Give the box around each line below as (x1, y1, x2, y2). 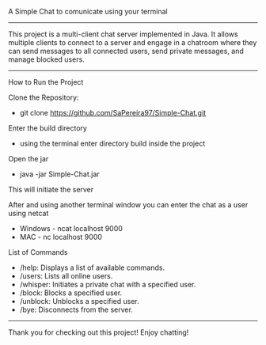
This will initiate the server (8, 185, 94, 194)
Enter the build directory (8, 123, 87, 133)
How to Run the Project (8, 78, 84, 86)
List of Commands (8, 248, 68, 256)
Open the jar (8, 154, 49, 163)
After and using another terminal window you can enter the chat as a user (8, 200, 249, 209)
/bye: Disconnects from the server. (19, 305, 133, 314)
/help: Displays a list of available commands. (19, 263, 165, 272)
